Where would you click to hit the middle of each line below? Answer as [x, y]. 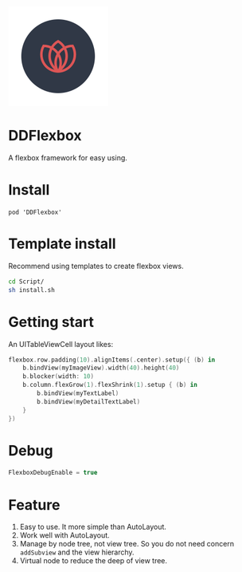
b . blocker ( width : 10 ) [58, 377]
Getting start [51, 322]
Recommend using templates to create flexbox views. [96, 266]
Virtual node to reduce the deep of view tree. [94, 561]
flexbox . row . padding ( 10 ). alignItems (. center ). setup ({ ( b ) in [112, 360]
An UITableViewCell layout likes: [61, 344]
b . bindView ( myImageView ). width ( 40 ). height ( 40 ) [101, 368]
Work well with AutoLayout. [64, 535]
